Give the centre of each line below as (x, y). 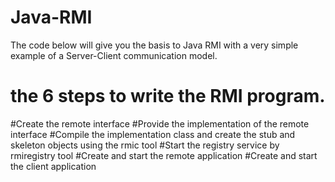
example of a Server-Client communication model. (114, 55)
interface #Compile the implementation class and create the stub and (153, 134)
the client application (53, 166)
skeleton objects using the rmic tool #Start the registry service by (145, 145)
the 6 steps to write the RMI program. (168, 96)
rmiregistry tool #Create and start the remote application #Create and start (164, 155)
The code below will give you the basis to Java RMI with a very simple (154, 45)
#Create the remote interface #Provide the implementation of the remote (160, 123)
